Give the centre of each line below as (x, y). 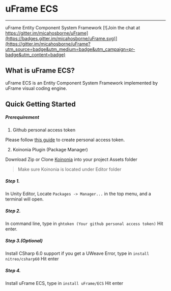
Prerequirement (22, 117)
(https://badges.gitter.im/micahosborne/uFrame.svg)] (61, 38)
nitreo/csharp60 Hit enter (32, 259)
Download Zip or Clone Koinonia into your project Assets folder (71, 159)
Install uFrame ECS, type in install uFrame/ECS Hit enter (64, 283)
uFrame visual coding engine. (36, 88)
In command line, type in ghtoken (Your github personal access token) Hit (84, 223)
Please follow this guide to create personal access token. (65, 140)
